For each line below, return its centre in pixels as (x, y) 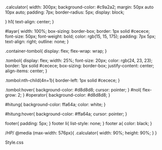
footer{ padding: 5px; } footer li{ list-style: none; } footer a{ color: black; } (79, 123)
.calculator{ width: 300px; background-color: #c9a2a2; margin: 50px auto (79, 7)
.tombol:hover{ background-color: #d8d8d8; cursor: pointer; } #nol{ (73, 90)
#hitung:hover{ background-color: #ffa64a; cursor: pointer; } (66, 114)
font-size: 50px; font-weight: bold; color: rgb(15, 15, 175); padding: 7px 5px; (81, 36)
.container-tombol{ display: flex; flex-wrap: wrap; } (56, 51)
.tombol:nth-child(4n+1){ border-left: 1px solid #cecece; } (62, 80)
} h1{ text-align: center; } (30, 22)
